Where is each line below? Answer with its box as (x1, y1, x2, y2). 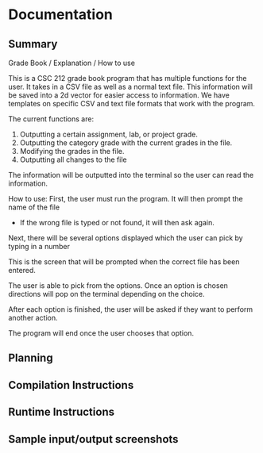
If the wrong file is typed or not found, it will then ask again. (19, 218, 215, 227)
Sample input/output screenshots (8, 432, 179, 446)
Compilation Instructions (8, 378, 134, 392)
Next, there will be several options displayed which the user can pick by (8, 233, 244, 243)
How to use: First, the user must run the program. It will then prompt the (8, 194, 244, 203)
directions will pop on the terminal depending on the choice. (8, 290, 205, 298)
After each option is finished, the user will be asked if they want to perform (8, 305, 253, 314)
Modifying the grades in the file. (19, 147, 125, 155)
